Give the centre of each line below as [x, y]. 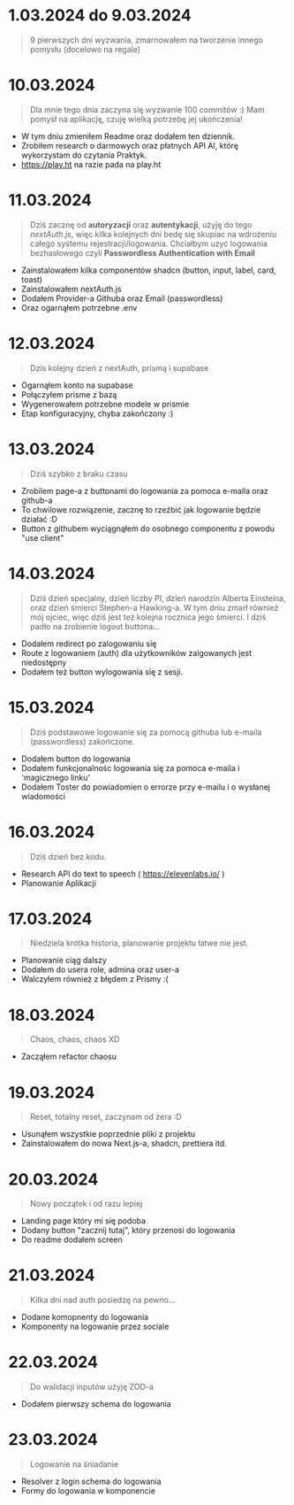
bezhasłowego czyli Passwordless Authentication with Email [142, 252]
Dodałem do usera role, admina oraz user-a [100, 969]
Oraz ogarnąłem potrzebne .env [79, 307]
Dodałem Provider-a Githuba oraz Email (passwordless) [122, 298]
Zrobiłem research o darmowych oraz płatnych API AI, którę [130, 145]
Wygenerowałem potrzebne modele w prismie [105, 404]
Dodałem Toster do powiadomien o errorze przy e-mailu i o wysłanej [146, 787]
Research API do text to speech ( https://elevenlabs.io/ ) [123, 874]
